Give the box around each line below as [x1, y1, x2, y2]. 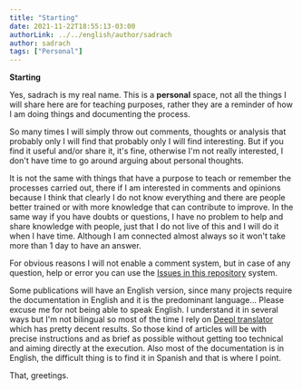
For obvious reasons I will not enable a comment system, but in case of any [9, 258, 291, 268]
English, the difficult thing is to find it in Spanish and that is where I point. [9, 353, 282, 364]
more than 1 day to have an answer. [9, 240, 142, 251]
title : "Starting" [9, 13, 79, 23]
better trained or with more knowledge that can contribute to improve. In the [9, 201, 294, 213]
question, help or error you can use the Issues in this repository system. [9, 268, 278, 278]
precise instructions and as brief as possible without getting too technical [9, 333, 284, 345]
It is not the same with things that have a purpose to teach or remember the [9, 173, 292, 184]
